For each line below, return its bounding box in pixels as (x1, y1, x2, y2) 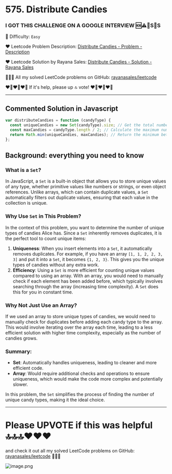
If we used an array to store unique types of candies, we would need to (5, 313, 156, 319)
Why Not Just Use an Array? (5, 302, 77, 309)
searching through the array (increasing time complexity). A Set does (12, 283, 159, 289)
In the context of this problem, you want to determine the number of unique (5, 224, 164, 230)
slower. (12, 381, 28, 388)
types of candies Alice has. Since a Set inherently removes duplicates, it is (5, 230, 162, 236)
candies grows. (5, 335, 38, 341)
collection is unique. (5, 200, 48, 206)
